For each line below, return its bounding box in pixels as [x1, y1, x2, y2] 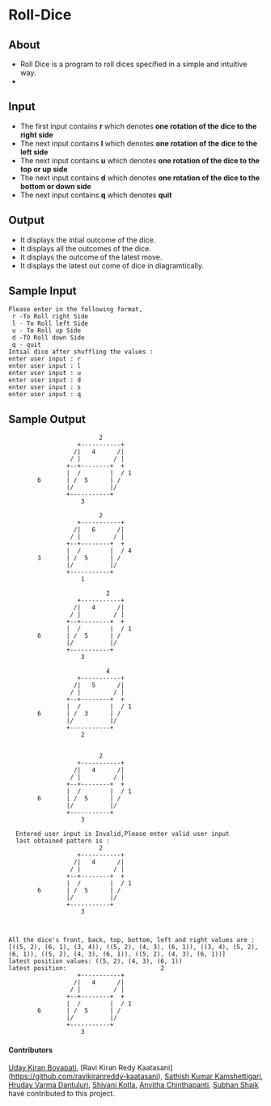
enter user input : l [8, 362, 82, 370]
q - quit [11, 341, 42, 349]
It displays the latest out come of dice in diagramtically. [19, 260, 205, 270]
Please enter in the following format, [8, 306, 143, 314]
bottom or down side [19, 181, 91, 191]
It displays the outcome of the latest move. [19, 252, 163, 262]
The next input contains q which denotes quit [19, 190, 172, 200]
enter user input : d [8, 376, 82, 385]
